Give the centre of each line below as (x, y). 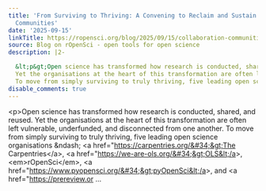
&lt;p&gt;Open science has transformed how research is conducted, (129, 67)
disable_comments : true (47, 89)
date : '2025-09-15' (40, 30)
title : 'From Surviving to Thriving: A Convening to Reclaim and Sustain (133, 15)
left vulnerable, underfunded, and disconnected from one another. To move (131, 128)
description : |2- (37, 52)
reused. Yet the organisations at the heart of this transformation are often (127, 120)
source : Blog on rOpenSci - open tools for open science (104, 45)
